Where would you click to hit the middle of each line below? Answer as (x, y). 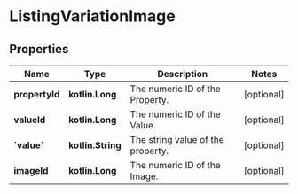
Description (183, 74)
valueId (30, 120)
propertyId (37, 94)
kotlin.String (94, 145)
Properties (39, 49)
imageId (31, 171)
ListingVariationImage (92, 16)
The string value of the (177, 140)
